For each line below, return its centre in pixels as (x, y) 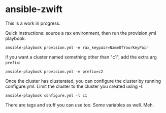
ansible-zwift (34, 9)
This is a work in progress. (33, 23)
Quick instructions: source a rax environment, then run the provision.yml (81, 33)
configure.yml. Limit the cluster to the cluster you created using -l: (74, 86)
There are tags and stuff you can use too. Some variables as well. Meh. (80, 105)
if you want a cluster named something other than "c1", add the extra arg (81, 57)
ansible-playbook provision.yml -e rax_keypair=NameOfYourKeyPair (77, 47)
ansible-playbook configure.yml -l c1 (46, 95)
